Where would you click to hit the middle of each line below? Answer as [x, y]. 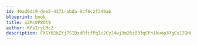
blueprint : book [26, 17]
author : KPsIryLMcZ [30, 28]
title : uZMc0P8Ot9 [28, 22]
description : [22, 33]
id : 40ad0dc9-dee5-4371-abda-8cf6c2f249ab [59, 11]
